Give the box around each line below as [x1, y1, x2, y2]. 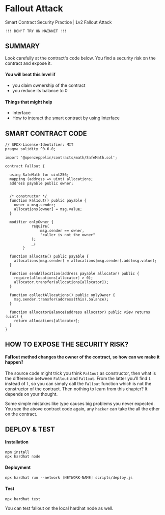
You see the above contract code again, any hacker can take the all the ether [5, 406, 160, 411]
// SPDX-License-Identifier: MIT [5, 142, 74, 147]
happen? [5, 359, 24, 365]
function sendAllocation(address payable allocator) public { [9, 271, 139, 276]
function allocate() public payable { [9, 254, 89, 259]
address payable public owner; [9, 181, 74, 186]
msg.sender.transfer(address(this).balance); [14, 297, 109, 302]
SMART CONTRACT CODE [5, 129, 87, 137]
